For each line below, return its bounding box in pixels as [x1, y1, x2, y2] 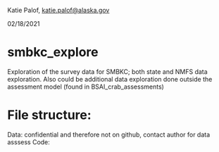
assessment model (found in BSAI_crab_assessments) [7, 82, 164, 91]
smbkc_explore [7, 44, 99, 61]
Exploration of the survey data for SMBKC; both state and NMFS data [7, 67, 208, 76]
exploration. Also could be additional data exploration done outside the [7, 75, 213, 83]
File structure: [7, 107, 92, 123]
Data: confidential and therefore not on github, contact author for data [7, 130, 211, 139]
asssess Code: [7, 137, 51, 146]
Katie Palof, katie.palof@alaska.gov [7, 6, 110, 14]
